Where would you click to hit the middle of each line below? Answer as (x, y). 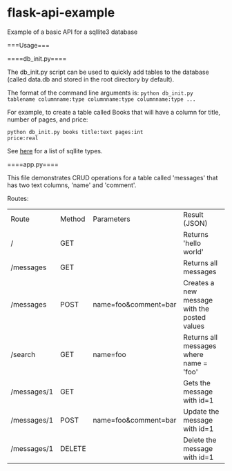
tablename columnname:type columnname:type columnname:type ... (101, 99)
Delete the (200, 440)
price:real (23, 138)
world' (193, 251)
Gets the (196, 383)
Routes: (18, 198)
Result (193, 214)
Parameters (112, 219)
